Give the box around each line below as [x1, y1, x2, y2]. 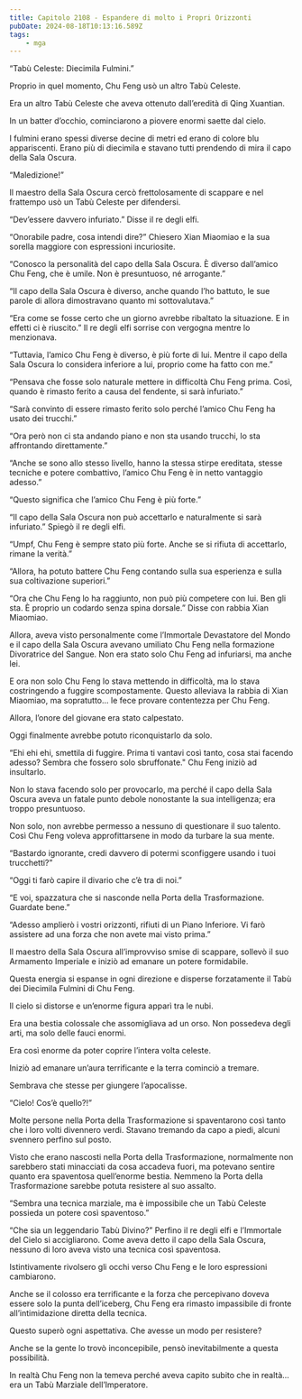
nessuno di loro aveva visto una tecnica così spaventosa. [9, 1244, 221, 1255]
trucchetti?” [9, 858, 53, 869]
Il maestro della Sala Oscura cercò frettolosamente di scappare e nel [9, 187, 264, 198]
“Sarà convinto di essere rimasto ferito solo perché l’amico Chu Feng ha [9, 403, 276, 415]
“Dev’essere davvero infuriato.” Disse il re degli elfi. [9, 214, 200, 225]
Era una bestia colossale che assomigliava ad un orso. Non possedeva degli [9, 1018, 291, 1029]
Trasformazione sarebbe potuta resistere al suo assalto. [9, 1181, 216, 1192]
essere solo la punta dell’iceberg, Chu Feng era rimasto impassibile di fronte [9, 1298, 292, 1309]
